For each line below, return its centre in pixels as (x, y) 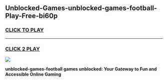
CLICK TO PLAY (24, 30)
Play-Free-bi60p (31, 16)
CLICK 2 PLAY (22, 49)
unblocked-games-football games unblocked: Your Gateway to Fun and (81, 69)
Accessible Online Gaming (33, 74)
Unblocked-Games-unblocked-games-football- (81, 8)
